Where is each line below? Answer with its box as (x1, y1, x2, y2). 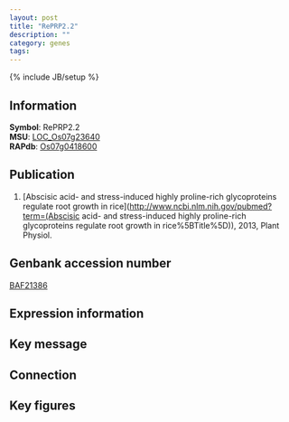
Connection (9, 367, 77, 382)
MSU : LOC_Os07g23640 (9, 131, 101, 142)
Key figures (9, 399, 76, 414)
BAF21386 (9, 279, 48, 290)
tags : (9, 47, 30, 56)
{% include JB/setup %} (9, 71, 99, 82)
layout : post (9, 13, 59, 23)
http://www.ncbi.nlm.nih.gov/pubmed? (129, 201, 273, 211)
